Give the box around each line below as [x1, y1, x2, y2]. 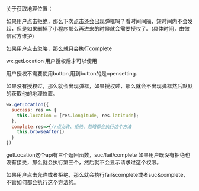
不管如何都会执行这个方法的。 [6, 179, 79, 186]
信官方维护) [6, 32, 34, 39]
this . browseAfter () [17, 129, 65, 135]
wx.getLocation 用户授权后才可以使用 [6, 58, 98, 64]
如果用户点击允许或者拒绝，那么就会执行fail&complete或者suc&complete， [6, 172, 189, 178]
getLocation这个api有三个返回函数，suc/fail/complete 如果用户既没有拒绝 [6, 152, 185, 158]
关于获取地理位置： [6, 5, 53, 12]
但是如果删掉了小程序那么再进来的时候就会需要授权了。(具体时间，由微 [16, 25, 190, 32]
